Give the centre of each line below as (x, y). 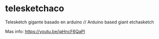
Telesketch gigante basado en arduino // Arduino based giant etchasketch (79, 22)
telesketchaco (35, 9)
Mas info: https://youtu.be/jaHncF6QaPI (45, 31)
